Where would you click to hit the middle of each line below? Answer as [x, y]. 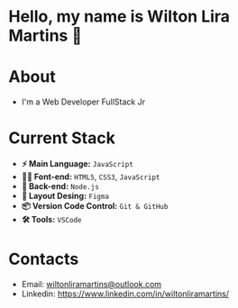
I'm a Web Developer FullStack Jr [83, 102]
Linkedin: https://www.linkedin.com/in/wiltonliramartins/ [125, 294]
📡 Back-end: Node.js [60, 186]
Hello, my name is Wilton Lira [119, 17]
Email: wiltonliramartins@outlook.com [92, 284]
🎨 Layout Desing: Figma [65, 196]
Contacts [44, 259]
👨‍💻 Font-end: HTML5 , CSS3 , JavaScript [91, 177]
